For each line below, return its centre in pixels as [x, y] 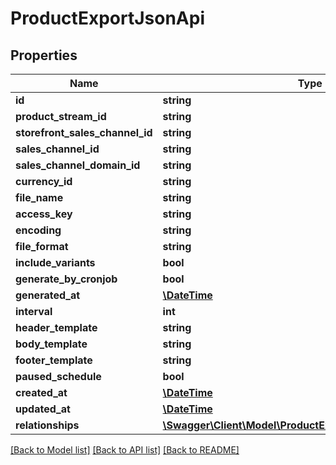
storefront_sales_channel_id [84, 132]
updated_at [43, 409]
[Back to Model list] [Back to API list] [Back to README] [125, 450]
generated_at [48, 295]
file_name [39, 197]
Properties [44, 55]
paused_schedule [58, 376]
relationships [47, 425]
